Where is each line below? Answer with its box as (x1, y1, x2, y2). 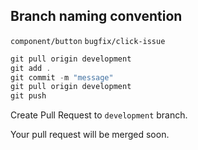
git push (10, 91, 47, 101)
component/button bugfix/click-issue (10, 36, 166, 46)
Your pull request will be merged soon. (10, 129, 170, 141)
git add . (10, 63, 52, 73)
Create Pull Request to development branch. (10, 109, 188, 121)
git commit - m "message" (10, 72, 114, 83)
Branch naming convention (10, 8, 183, 25)
